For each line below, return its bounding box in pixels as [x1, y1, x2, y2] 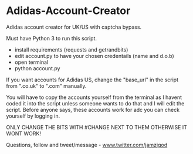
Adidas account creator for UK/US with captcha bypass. [6, 23, 142, 30]
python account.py [14, 64, 60, 71]
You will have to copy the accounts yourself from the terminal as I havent [6, 94, 182, 101]
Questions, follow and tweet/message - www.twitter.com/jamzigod [6, 141, 168, 148]
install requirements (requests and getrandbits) [14, 46, 128, 53]
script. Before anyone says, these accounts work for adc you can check [6, 106, 180, 113]
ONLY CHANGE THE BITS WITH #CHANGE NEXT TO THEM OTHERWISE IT [6, 124, 188, 131]
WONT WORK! [6, 130, 41, 137]
